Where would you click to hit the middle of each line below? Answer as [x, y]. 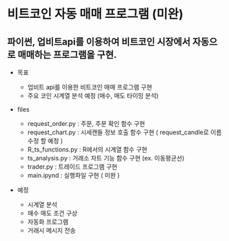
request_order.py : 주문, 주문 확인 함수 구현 [86, 124]
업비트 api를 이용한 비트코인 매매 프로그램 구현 [90, 87]
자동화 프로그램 [48, 222]
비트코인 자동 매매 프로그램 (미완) [96, 14]
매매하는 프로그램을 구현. [67, 55]
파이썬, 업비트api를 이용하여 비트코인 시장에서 [99, 42]
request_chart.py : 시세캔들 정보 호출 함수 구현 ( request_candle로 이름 [125, 132]
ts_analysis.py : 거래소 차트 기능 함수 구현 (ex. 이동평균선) [106, 158]
